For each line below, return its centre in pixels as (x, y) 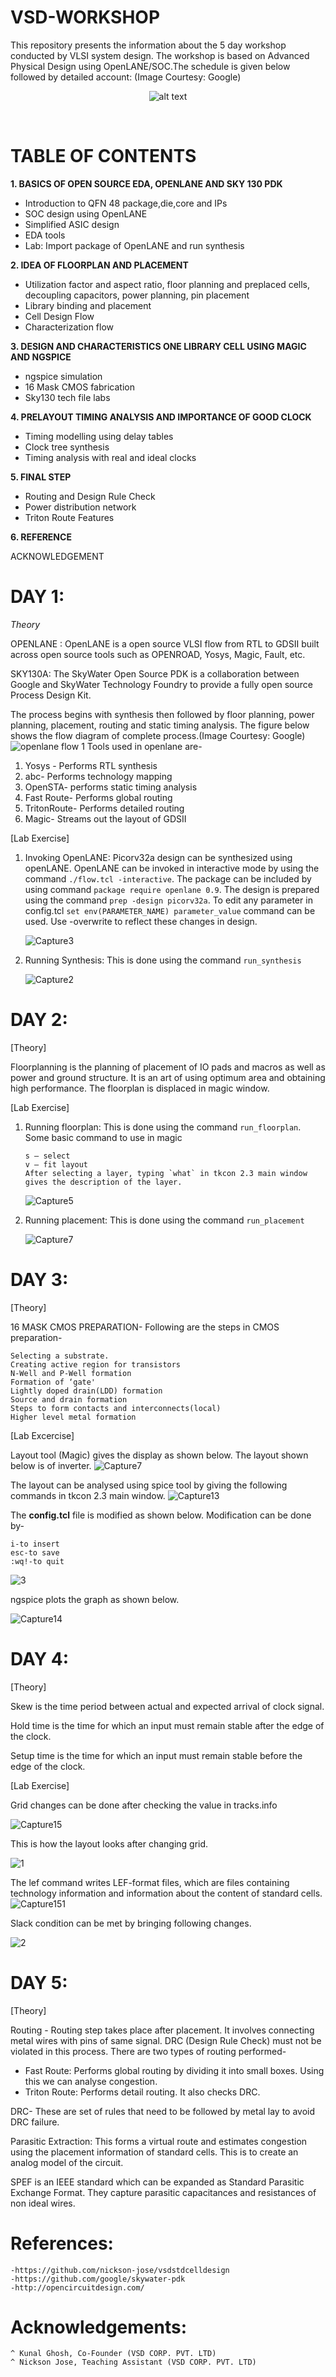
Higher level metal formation (73, 1417)
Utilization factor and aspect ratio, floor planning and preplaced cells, (167, 284)
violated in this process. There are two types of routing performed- (148, 2051)
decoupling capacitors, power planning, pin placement (137, 295)
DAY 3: (39, 1279)
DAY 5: (39, 1982)
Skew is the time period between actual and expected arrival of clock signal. (167, 1706)
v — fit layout (56, 1164)
